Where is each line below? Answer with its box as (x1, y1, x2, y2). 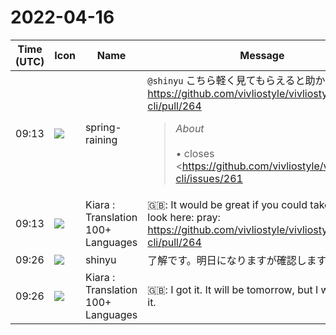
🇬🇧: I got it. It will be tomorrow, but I (147, 282, 319, 296)
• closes (175, 146, 215, 160)
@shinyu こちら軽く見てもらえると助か (147, 73, 326, 87)
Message (239, 48, 285, 62)
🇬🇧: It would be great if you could (147, 197, 308, 211)
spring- (84, 120, 122, 134)
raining (84, 132, 118, 146)
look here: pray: (147, 210, 221, 224)
